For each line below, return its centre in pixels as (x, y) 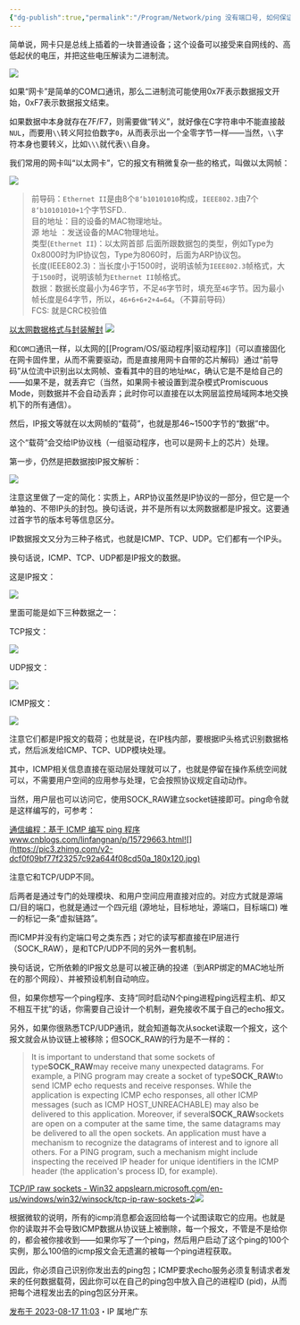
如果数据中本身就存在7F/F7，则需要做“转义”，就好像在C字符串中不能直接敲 (147, 121)
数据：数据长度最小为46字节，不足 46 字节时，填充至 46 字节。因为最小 (158, 288)
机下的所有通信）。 (42, 404)
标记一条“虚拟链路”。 (63, 918)
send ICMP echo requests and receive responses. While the (141, 1085)
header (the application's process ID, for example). (125, 1171)
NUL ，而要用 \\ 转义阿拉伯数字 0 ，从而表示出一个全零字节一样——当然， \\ (143, 132)
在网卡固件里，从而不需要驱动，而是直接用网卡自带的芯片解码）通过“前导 (144, 360)
